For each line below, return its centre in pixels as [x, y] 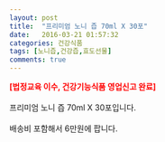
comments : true [38, 60]
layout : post [34, 18]
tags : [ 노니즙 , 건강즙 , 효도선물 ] [61, 52]
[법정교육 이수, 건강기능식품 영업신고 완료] [82, 86]
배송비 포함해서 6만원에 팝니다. [64, 128]
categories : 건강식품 [46, 43]
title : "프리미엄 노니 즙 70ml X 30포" [79, 26]
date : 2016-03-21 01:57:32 [64, 34]
